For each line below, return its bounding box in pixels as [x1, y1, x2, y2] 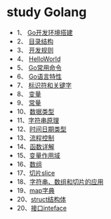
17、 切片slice [16, 168, 55, 177]
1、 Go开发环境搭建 [16, 28, 73, 36]
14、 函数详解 [16, 142, 55, 151]
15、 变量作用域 [16, 151, 60, 159]
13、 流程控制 [16, 133, 55, 142]
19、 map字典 [16, 186, 55, 194]
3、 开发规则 [16, 46, 54, 54]
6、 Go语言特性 [16, 72, 63, 81]
